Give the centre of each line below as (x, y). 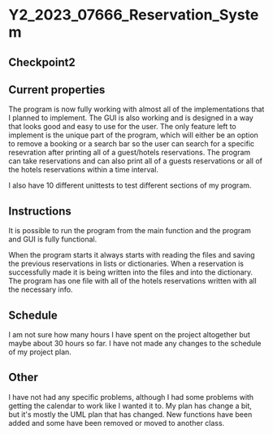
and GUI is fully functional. (53, 239)
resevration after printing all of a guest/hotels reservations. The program (130, 153)
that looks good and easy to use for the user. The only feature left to (123, 127)
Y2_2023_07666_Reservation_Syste (134, 15)
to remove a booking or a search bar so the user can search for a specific (132, 144)
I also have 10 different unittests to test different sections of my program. (130, 185)
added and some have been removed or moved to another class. (117, 423)
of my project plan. (40, 352)
